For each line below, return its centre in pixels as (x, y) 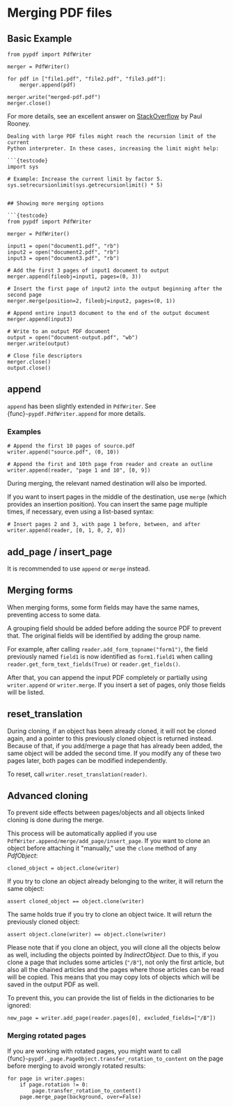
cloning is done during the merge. (56, 820)
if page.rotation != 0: (54, 1085)
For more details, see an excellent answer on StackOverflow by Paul (105, 116)
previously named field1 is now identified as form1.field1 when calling (110, 656)
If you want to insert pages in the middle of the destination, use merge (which (117, 497)
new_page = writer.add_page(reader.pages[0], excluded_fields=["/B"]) (112, 1019)
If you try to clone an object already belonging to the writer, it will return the (115, 881)
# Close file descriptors (45, 356)
